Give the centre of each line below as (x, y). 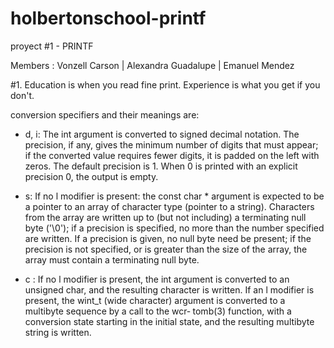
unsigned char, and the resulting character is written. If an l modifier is (169, 289)
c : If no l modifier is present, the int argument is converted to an (157, 279)
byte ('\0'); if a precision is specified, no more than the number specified (174, 228)
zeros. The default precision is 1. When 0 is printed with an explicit (161, 166)
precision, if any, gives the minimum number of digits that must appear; (171, 144)
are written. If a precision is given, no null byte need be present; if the (168, 238)
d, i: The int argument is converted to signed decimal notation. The (162, 134)
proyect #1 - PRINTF (52, 46)
